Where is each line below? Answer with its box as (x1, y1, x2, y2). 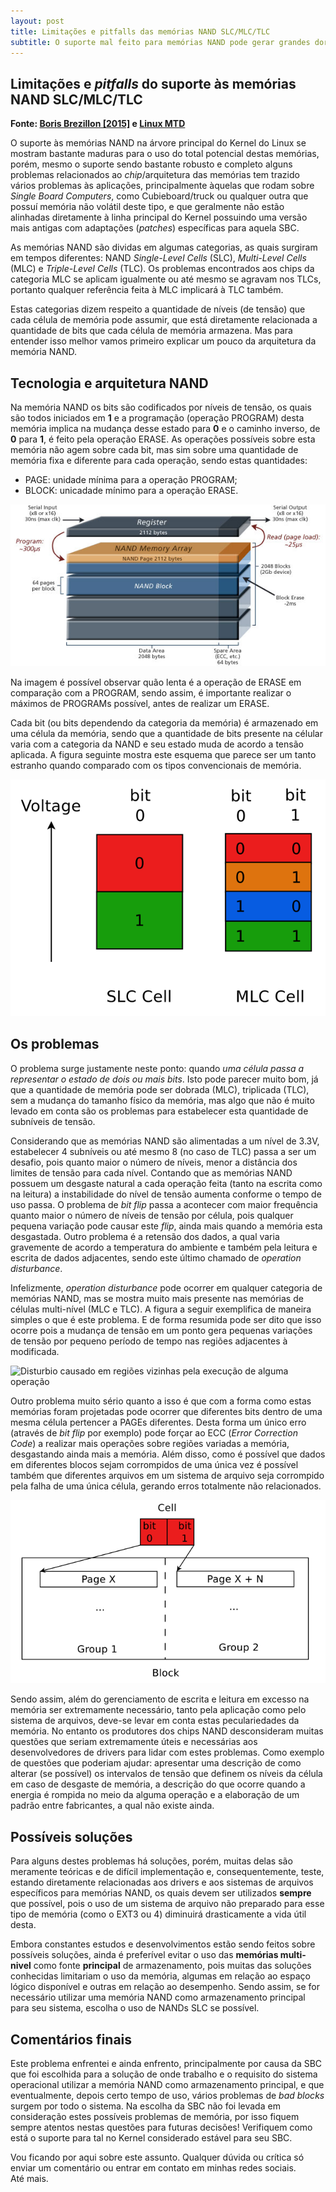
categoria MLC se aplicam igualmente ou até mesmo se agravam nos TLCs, (10, 273, 322, 285)
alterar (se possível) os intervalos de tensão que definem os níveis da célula (10, 1768, 323, 1780)
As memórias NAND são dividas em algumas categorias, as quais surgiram (10, 241, 318, 254)
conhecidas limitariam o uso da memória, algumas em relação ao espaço (10, 1970, 311, 1982)
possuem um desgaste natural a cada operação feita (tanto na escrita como (10, 1177, 323, 1189)
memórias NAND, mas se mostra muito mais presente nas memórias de (10, 1292, 304, 1304)
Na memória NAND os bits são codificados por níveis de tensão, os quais (10, 401, 312, 413)
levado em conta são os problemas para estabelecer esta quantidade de (10, 1105, 309, 1117)
